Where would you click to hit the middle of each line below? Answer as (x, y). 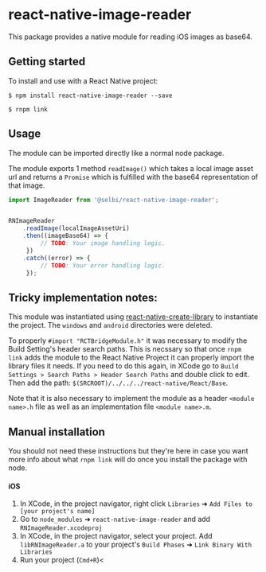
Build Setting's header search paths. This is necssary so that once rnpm (125, 349)
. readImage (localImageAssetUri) (76, 228)
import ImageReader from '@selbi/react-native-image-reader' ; (113, 200)
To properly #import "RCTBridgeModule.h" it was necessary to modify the (128, 340)
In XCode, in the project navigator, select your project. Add (116, 536)
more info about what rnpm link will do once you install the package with (128, 460)
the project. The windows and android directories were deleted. (110, 325)
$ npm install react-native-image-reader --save (90, 95)
